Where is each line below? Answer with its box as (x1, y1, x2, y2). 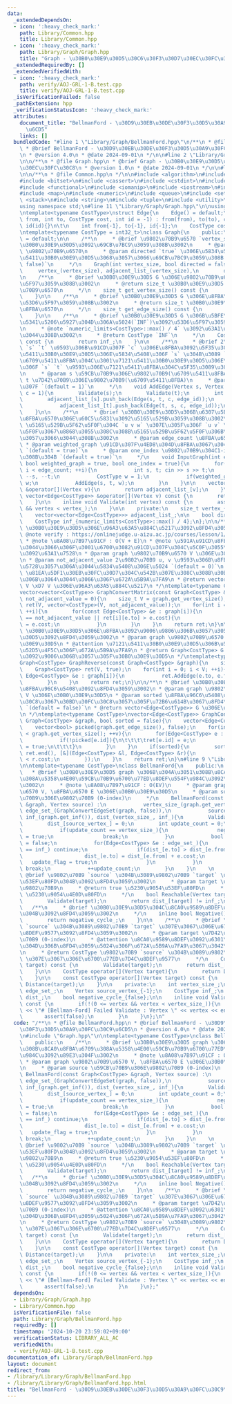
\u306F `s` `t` (19, 364, 64, 371)
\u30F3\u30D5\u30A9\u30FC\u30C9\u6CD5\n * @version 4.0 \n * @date (19, 1026, 215, 1033)
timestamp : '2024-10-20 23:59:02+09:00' (13, 1329, 131, 1336)
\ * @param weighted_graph (19, 441, 97, 448)
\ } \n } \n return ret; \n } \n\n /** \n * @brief (19, 678, 190, 685)
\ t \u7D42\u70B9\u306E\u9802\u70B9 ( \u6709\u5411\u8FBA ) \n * (19, 376, 212, 384)
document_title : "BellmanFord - (19, 119, 113, 127)
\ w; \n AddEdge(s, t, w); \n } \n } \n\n (19, 479, 196, 486)
